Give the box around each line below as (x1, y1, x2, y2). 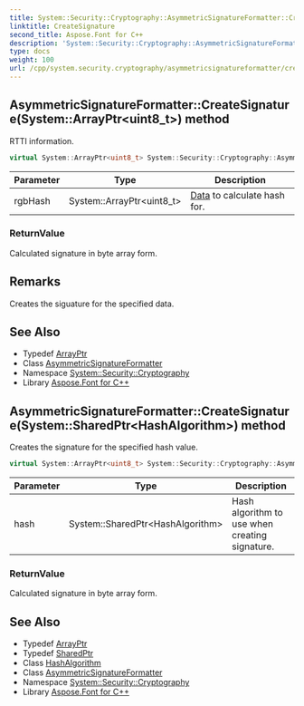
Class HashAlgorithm (22, 658, 101, 669)
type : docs (9, 47, 51, 56)
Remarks (9, 274, 62, 290)
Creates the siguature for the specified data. (9, 298, 175, 309)
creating (232, 529, 268, 542)
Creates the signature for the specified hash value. (9, 441, 199, 453)
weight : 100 (9, 55, 54, 64)
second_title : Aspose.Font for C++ (9, 30, 144, 39)
